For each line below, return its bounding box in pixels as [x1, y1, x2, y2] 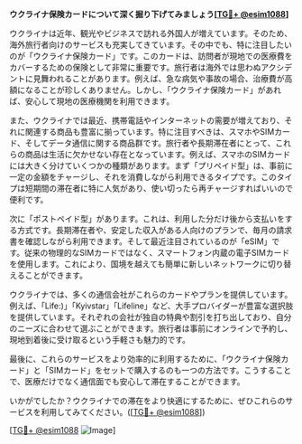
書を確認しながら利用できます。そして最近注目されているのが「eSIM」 [9, 236, 272, 247]
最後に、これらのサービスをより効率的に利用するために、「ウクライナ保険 [9, 354, 281, 364]
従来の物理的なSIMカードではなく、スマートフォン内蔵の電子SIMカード [23, 248, 290, 258]
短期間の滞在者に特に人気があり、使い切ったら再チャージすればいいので [24, 183, 294, 194]
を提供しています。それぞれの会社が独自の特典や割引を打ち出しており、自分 [9, 312, 292, 322]
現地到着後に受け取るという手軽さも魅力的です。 [9, 335, 191, 345]
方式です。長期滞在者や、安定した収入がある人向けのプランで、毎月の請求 [16, 225, 293, 235]
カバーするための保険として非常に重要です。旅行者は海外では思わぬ [9, 62, 261, 72]
